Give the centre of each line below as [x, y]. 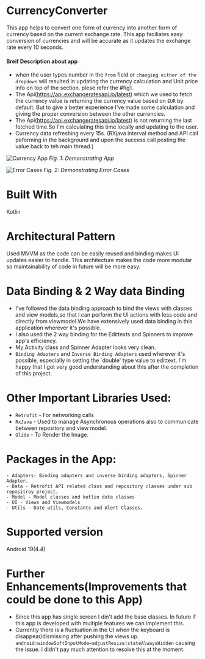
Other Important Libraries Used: [89, 398]
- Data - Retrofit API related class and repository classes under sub [99, 486]
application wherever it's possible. [58, 328]
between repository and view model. [61, 428]
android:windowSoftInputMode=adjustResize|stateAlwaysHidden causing [105, 642]
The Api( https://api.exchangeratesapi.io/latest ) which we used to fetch [104, 94]
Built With [32, 195]
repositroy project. [33, 491]
